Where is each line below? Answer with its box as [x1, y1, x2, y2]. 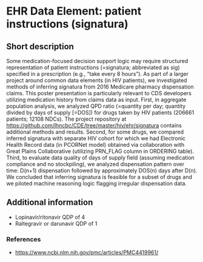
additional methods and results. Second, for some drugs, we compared [6, 129, 184, 135]
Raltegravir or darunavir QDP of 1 [15, 220, 98, 227]
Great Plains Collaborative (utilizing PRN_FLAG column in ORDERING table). [6, 147, 195, 155]
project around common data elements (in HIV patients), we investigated [6, 77, 187, 84]
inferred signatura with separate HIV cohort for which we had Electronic [6, 135, 186, 142]
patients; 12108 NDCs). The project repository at [6, 115, 127, 123]
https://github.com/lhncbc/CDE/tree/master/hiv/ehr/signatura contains [6, 122, 182, 129]
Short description [6, 41, 75, 52]
